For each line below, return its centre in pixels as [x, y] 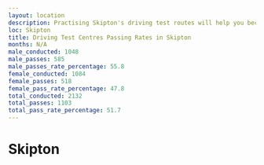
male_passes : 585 [37, 60]
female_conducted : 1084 [47, 74]
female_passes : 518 [40, 81]
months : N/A [27, 45]
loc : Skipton [29, 30]
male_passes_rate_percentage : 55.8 [66, 67]
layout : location [37, 15]
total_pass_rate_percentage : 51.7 [65, 111]
